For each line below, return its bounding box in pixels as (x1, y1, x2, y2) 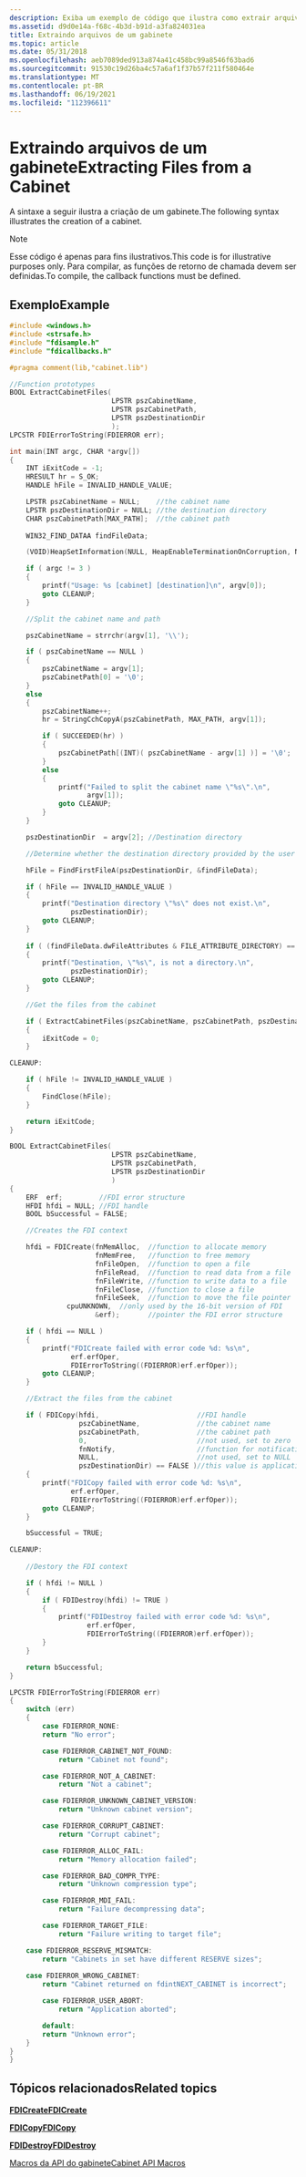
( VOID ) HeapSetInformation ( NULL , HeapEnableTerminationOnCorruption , (25, 548, 291, 557)
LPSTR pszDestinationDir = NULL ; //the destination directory (25, 505, 267, 515)
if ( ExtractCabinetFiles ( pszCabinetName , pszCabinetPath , (25, 1016, 255, 1026)
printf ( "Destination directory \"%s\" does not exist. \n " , (42, 899, 271, 908)
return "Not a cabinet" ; (57, 1780, 153, 1790)
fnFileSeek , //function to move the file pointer (95, 1294, 291, 1303)
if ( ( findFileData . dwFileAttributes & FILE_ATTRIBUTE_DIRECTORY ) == (25, 941, 296, 951)
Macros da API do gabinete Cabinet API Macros (9, 2158, 186, 2169)
